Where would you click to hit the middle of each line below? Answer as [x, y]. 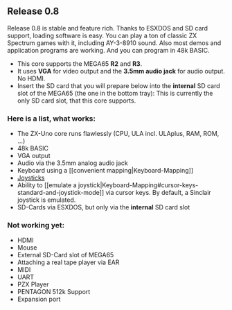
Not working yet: [36, 225]
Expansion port [39, 299]
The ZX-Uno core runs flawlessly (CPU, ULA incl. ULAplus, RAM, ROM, [118, 134]
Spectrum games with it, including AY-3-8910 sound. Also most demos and [114, 43]
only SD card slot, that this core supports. [77, 101]
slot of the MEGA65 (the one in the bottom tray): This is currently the [115, 93]
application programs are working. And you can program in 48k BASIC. [108, 50]
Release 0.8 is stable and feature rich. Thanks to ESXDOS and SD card [108, 28]
